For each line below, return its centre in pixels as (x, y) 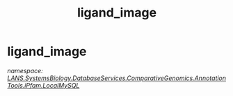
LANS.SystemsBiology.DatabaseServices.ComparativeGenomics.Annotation (117, 78)
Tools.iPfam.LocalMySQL (43, 85)
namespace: (25, 70)
